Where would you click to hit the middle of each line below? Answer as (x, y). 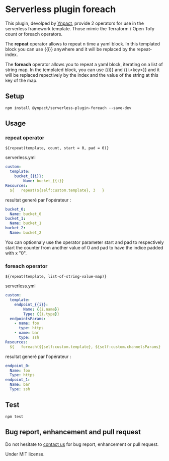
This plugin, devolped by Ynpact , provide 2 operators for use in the (75, 23)
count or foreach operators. (34, 34)
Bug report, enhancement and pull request (73, 432)
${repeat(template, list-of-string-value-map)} (56, 277)
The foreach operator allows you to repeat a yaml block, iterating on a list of (84, 64)
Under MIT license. (25, 454)
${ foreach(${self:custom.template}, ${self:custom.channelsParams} (85, 347)
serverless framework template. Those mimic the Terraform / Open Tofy (80, 28)
